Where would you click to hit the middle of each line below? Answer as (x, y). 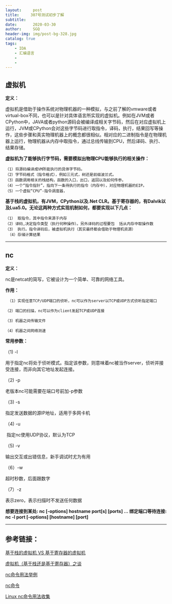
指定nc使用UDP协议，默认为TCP (41, 434)
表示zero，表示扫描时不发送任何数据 (44, 500)
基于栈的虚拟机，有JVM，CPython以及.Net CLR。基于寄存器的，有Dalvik (83, 202)
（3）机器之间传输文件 (26, 321)
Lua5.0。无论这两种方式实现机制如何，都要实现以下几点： (71, 208)
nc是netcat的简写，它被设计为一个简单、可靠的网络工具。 (66, 279)
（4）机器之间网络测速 (26, 331)
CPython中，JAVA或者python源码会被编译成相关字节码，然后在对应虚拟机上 (86, 122)
